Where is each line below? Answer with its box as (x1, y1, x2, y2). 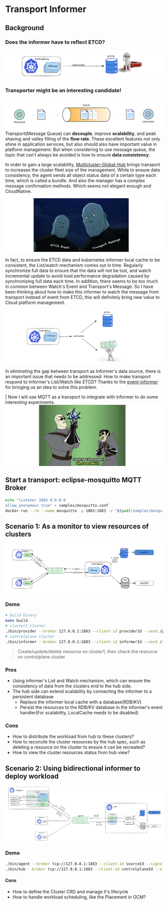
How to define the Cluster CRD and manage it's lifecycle (12, 889, 128, 895)
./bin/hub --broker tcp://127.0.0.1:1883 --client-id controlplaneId (5, 866, 153, 871)
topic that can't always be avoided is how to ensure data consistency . (5, 152, 150, 158)
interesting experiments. (5, 399, 55, 405)
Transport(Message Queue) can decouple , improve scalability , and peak (5, 130, 156, 136)
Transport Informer (5, 4, 86, 15)
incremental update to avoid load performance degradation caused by (5, 273, 150, 279)
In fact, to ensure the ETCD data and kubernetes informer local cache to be (5, 257, 160, 263)
